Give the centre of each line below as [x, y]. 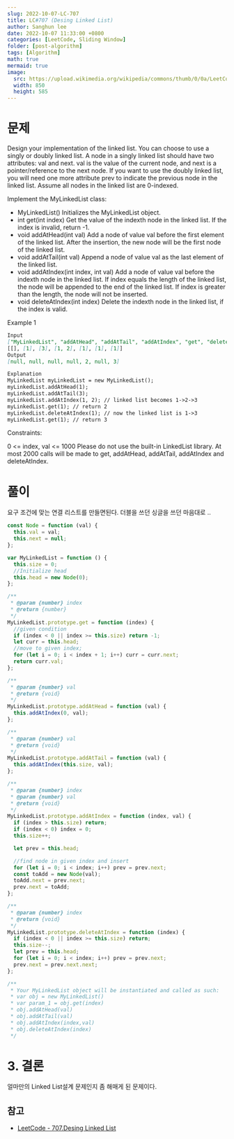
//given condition [40, 629]
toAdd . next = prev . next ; [49, 881]
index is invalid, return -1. [53, 227]
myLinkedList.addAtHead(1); [48, 387]
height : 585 [31, 92]
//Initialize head [40, 571]
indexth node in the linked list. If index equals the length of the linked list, [122, 280]
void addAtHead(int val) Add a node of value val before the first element [120, 235]
